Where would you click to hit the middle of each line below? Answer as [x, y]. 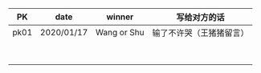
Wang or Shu [120, 32]
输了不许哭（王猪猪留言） [200, 33]
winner [120, 17]
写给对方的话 [200, 17]
